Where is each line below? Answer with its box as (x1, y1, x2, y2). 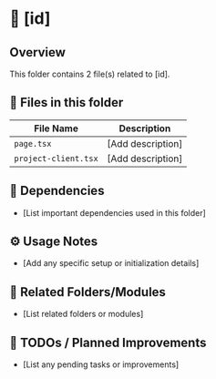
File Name (33, 122, 79, 135)
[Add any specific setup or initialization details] (22, 258, 200, 269)
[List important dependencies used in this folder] (22, 207, 207, 218)
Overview (9, 45, 67, 60)
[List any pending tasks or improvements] (22, 359, 180, 370)
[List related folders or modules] (22, 309, 144, 320)
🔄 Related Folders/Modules (9, 284, 167, 300)
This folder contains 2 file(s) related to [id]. (9, 68, 170, 79)
